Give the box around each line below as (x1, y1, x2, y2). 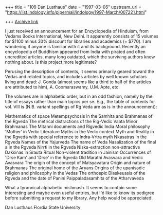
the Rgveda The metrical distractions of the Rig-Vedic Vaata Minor (5, 119, 138, 124)
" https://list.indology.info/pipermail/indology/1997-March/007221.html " (5, 9, 147, 15)
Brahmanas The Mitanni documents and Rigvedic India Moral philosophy (5, 124, 150, 129)
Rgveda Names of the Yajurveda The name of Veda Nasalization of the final (5, 139, 156, 145)
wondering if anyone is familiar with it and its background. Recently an (5, 44, 146, 49)
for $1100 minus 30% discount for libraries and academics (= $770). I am (5, 38, 152, 44)
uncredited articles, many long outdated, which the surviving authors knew (5, 54, 155, 60)
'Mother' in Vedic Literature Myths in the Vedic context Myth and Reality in (5, 129, 154, 134)
